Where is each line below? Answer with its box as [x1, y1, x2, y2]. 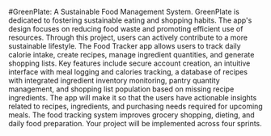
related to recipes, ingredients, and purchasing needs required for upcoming [8, 101, 263, 111]
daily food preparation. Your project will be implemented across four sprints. [8, 119, 263, 128]
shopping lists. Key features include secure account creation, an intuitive [8, 58, 251, 68]
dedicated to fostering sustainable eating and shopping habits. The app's [8, 15, 252, 25]
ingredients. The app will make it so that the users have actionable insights [8, 93, 257, 102]
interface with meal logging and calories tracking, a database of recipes [8, 67, 248, 76]
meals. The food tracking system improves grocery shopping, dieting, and [8, 110, 255, 120]
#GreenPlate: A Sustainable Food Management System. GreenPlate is [8, 7, 240, 16]
